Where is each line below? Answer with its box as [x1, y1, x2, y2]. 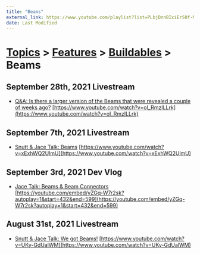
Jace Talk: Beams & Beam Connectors [14, 183, 109, 190]
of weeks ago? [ [14, 104, 55, 111]
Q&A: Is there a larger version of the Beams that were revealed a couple [14, 98, 191, 105]
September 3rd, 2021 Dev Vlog [6, 167, 123, 177]
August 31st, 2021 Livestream [6, 219, 119, 230]
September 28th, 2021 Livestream [6, 82, 135, 92]
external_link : [6, 14, 44, 20]
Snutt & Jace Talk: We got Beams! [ [14, 235, 101, 242]
